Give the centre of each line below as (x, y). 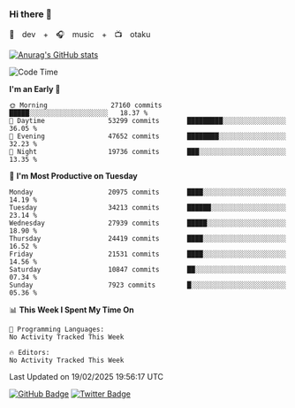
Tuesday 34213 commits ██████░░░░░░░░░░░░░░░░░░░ (148, 208)
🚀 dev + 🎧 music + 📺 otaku (80, 35)
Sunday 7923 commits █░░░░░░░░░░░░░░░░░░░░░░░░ (148, 285)
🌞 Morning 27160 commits (86, 105)
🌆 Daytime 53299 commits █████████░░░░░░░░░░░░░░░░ (148, 121)
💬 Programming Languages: (57, 330)
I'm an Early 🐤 (35, 89)
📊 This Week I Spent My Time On (72, 310)
